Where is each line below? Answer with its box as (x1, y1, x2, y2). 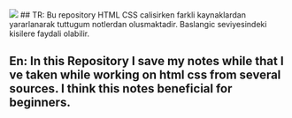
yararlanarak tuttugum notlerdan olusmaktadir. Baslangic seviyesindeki (9, 19, 267, 29)
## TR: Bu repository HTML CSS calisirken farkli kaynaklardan (19, 10, 246, 20)
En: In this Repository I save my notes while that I (9, 54, 285, 69)
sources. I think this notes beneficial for (9, 81, 233, 96)
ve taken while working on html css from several (9, 68, 281, 83)
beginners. (9, 95, 71, 110)
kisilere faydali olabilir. (9, 28, 90, 39)
